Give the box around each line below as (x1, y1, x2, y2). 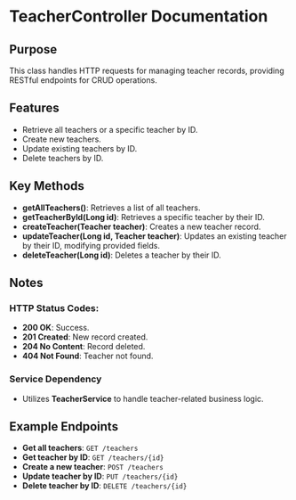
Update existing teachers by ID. (21, 143, 138, 153)
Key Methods (9, 178, 84, 193)
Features (9, 101, 60, 116)
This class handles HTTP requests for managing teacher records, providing (9, 65, 284, 76)
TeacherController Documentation (9, 6, 268, 27)
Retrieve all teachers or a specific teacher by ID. (21, 124, 198, 135)
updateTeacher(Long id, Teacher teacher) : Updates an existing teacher (21, 230, 287, 242)
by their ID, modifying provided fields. (21, 240, 160, 250)
